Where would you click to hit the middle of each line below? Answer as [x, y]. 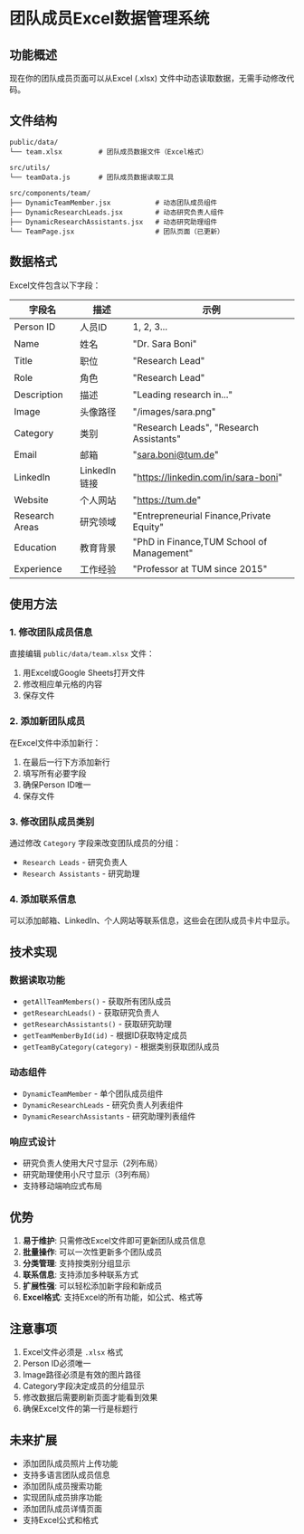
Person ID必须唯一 [57, 1364]
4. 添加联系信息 [43, 899]
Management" [163, 553]
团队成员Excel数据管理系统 [109, 19]
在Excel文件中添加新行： [55, 742]
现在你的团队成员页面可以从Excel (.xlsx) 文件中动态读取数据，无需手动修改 [148, 78]
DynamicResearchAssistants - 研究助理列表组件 [109, 1116]
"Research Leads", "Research [196, 427]
